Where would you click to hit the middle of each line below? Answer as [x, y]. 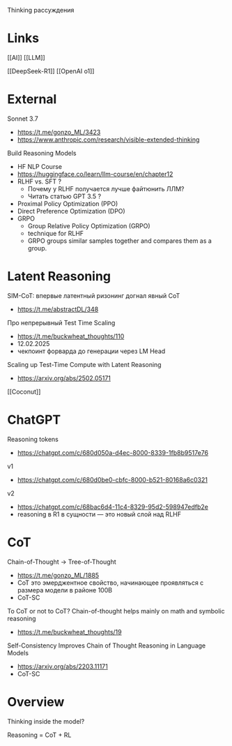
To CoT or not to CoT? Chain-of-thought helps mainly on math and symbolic [116, 611]
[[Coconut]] [24, 391]
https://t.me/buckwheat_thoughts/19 [69, 632]
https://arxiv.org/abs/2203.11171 [62, 666]
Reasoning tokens [33, 439]
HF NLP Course [40, 166]
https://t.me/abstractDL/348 [58, 309]
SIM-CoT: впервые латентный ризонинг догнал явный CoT [94, 295]
